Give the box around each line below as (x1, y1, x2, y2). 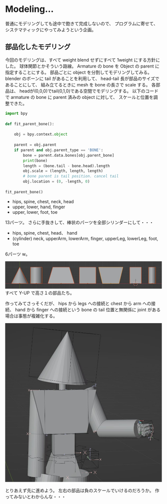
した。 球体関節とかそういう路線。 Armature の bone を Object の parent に (5, 63, 160, 69)
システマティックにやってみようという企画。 (5, 26, 96, 33)
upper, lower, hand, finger (12, 204, 66, 210)
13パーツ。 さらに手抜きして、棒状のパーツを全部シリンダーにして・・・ (5, 219, 154, 225)
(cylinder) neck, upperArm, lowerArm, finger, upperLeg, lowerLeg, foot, (12, 235, 159, 242)
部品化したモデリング (5, 43, 71, 51)
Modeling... (5, 3, 54, 15)
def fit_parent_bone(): (5, 121, 55, 126)
